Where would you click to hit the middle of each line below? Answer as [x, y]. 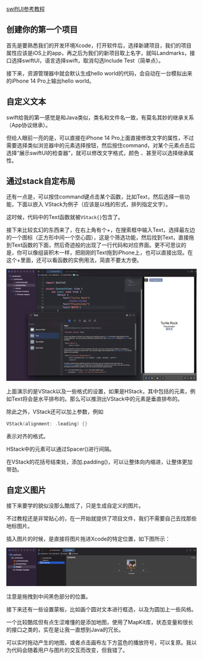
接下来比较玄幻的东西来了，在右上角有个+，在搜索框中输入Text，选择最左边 [101, 230]
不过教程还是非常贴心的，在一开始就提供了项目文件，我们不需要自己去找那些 [101, 518]
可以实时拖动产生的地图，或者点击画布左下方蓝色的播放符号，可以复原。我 [99, 643]
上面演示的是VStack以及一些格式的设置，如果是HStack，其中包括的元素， [98, 391]
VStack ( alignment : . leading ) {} [47, 424]
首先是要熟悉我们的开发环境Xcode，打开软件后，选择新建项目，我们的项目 [99, 45]
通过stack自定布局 [41, 181]
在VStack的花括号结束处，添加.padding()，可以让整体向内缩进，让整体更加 [100, 462]
